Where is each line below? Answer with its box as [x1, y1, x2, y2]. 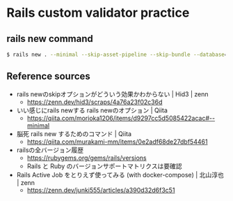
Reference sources [6, 70, 91, 82]
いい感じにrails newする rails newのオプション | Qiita [16, 106, 168, 114]
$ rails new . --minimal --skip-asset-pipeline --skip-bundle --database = [6, 51, 228, 58]
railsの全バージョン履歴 [16, 145, 84, 154]
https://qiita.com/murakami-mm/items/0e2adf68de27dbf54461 [26, 137, 208, 146]
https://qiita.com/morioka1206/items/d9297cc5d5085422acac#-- [26, 114, 216, 122]
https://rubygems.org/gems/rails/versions [26, 154, 147, 162]
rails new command [6, 33, 93, 45]
